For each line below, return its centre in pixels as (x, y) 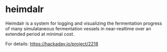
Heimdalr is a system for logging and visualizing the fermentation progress (84, 23)
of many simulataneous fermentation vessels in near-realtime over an (78, 28)
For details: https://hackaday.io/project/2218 (52, 43)
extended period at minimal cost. (40, 34)
